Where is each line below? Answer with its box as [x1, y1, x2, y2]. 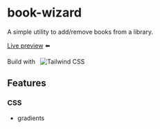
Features [7, 77, 46, 89]
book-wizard [7, 5, 82, 21]
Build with [7, 57, 36, 66]
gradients [17, 114, 45, 122]
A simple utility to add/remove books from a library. [7, 28, 154, 36]
